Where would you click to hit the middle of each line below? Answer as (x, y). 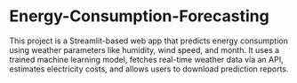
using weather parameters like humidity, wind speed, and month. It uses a (144, 49)
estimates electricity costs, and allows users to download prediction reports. (149, 69)
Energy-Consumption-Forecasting (139, 16)
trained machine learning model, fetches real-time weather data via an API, (146, 59)
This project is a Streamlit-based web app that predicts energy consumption (149, 41)
